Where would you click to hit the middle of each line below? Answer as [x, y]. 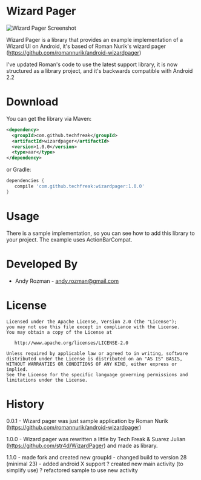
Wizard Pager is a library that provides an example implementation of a [95, 39]
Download [32, 102]
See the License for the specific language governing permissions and [97, 374]
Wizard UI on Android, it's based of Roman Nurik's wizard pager [86, 46]
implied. [17, 369]
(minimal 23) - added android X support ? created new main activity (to [95, 464]
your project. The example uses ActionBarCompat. [69, 239]
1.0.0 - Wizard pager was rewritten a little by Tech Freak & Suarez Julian [96, 439]
